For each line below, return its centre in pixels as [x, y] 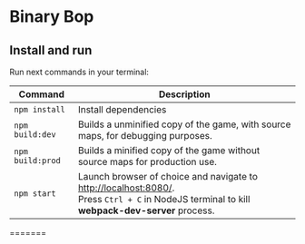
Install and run [51, 50]
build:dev [35, 135]
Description [184, 94]
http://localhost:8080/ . [126, 188]
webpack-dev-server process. [146, 210]
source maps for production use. [148, 162]
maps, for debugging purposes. [145, 136]
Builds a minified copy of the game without [169, 150]
